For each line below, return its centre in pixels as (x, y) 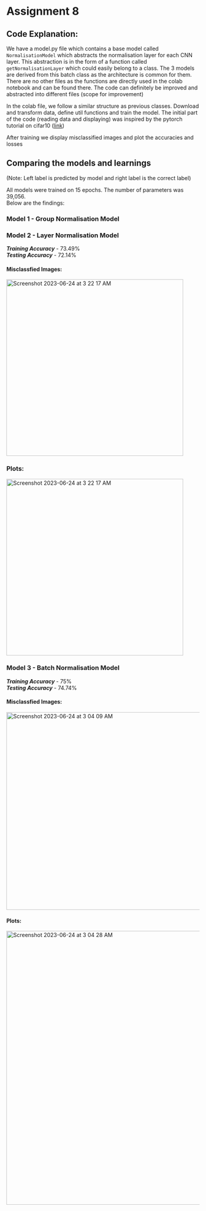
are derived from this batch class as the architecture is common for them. (99, 74)
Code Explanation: (42, 34)
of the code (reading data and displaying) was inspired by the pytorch (94, 119)
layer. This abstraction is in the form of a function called (77, 62)
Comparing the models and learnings (79, 163)
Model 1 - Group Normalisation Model (63, 219)
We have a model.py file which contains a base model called (83, 48)
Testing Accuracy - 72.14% (41, 255)
